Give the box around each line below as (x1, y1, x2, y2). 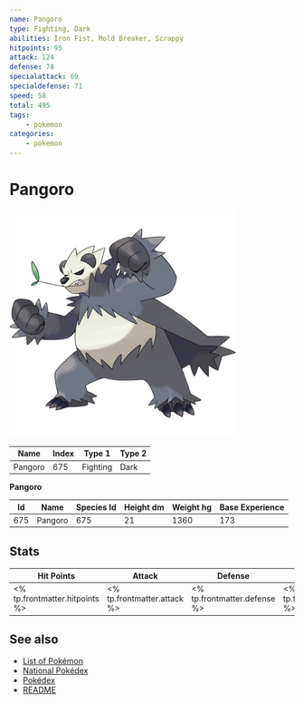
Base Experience (219, 502, 285, 513)
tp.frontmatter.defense (191, 593, 276, 603)
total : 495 (9, 101, 51, 110)
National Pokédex (22, 665, 89, 676)
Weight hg (171, 502, 213, 513)
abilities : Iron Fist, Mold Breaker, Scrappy (9, 34, 184, 43)
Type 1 (83, 448, 111, 459)
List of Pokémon (22, 656, 84, 667)
